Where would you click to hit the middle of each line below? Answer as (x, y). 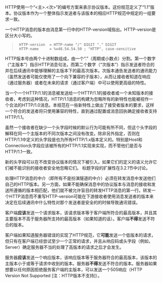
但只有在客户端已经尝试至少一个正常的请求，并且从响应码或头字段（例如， (79, 241)
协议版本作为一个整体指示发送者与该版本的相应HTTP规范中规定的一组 (82, 13)
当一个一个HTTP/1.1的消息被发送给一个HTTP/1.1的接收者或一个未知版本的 (77, 93)
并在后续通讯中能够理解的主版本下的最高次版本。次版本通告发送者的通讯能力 (81, 71)
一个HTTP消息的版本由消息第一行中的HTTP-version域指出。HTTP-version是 (81, 30)
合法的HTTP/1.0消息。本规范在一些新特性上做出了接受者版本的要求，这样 (81, 105)
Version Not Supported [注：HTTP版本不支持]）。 (54, 276)
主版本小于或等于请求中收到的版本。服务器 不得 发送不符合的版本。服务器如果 (81, 263)
